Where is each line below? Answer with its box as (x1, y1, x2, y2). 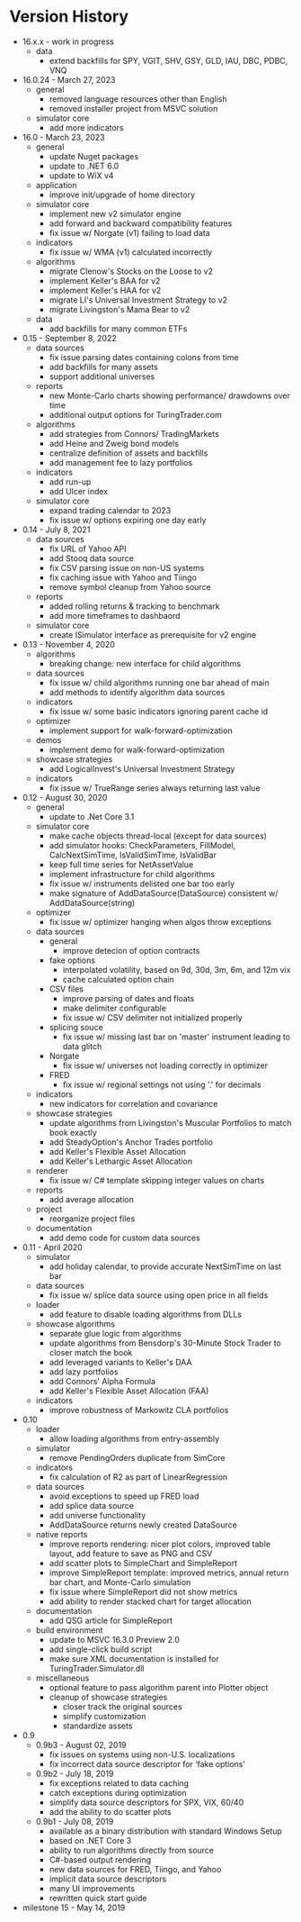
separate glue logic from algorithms (49, 1328, 181, 1338)
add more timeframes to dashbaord (49, 610, 181, 621)
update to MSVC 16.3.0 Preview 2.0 (49, 1634, 180, 1645)
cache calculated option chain (62, 974, 174, 984)
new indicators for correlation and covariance (49, 1098, 218, 1109)
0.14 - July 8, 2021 (22, 524, 91, 535)
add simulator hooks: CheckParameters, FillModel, (49, 839, 236, 850)
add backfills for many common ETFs (49, 322, 188, 334)
